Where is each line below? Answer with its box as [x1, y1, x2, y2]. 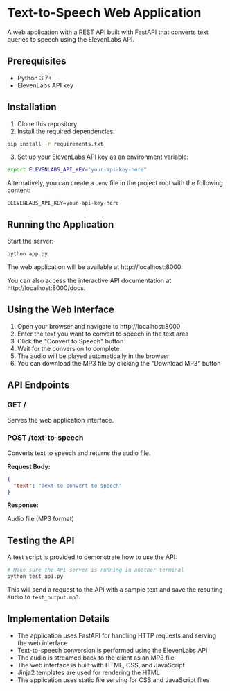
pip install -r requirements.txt [7, 140, 104, 147]
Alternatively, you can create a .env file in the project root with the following [7, 179, 223, 187]
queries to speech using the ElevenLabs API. [7, 35, 135, 43]
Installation [7, 101, 57, 113]
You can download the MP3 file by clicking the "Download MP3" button [17, 359, 221, 367]
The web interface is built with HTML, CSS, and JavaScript [17, 660, 185, 669]
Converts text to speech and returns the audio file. [7, 449, 151, 457]
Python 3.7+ [17, 74, 53, 82]
